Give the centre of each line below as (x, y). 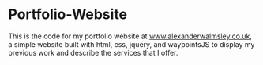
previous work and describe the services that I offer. (93, 52)
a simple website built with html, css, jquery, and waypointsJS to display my (131, 44)
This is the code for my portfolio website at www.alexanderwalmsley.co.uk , (130, 36)
